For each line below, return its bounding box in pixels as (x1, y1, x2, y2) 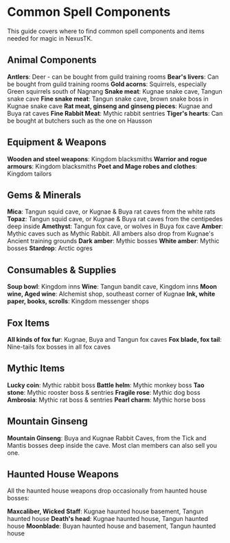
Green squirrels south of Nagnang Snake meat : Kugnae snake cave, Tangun (7, 87, 223, 95)
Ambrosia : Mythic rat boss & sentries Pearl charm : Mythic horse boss (7, 396, 206, 404)
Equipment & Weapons (7, 136, 107, 148)
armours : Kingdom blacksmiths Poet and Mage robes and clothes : (7, 162, 198, 170)
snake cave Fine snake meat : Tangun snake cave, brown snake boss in (7, 94, 209, 103)
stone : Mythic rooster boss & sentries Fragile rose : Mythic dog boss (7, 388, 200, 396)
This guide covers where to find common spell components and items (7, 27, 205, 35)
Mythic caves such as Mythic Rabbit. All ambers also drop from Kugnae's (7, 229, 214, 238)
